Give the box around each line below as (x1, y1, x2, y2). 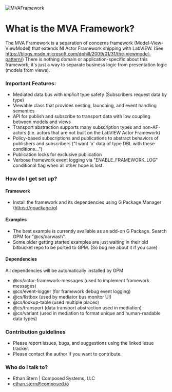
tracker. (12, 345, 29, 351)
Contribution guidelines (5, 328, 66, 336)
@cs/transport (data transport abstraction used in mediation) (12, 304, 142, 310)
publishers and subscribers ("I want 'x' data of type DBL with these (12, 141, 155, 147)
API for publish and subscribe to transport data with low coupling (12, 113, 150, 120)
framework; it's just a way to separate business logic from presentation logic (5, 62, 167, 68)
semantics (12, 108, 35, 114)
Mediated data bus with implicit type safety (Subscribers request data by (12, 91, 167, 97)
